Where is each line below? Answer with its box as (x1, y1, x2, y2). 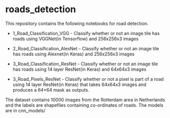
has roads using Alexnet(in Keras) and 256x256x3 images (12, 51, 135, 57)
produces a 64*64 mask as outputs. (12, 86, 89, 93)
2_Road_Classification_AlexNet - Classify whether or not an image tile (12, 45, 159, 51)
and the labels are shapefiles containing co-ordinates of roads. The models (5, 102, 163, 108)
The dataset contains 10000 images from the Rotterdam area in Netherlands (5, 97, 165, 103)
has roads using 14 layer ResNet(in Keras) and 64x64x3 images (12, 66, 147, 72)
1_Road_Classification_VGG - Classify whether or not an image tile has (12, 30, 160, 36)
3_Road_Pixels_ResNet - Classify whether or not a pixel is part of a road (12, 76, 164, 82)
